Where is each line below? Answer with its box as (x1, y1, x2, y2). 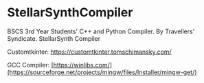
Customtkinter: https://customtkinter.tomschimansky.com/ (7, 48, 172, 56)
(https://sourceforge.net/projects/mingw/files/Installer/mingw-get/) (7, 68, 197, 76)
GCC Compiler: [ (7, 61, 54, 69)
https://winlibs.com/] (53, 61, 112, 69)
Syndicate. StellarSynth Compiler (7, 34, 101, 42)
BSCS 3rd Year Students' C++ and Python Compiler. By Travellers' (7, 27, 195, 35)
